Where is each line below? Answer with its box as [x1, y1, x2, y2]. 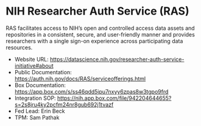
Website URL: [14, 55, 49, 63]
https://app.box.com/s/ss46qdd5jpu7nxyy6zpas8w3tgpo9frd [14, 88, 169, 95]
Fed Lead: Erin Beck [14, 107, 65, 114]
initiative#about [14, 62, 54, 69]
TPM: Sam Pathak [14, 114, 60, 121]
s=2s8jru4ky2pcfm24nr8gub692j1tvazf [14, 100, 114, 108]
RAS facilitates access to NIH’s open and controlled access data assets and [5, 24, 196, 32]
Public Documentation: [14, 68, 72, 75]
